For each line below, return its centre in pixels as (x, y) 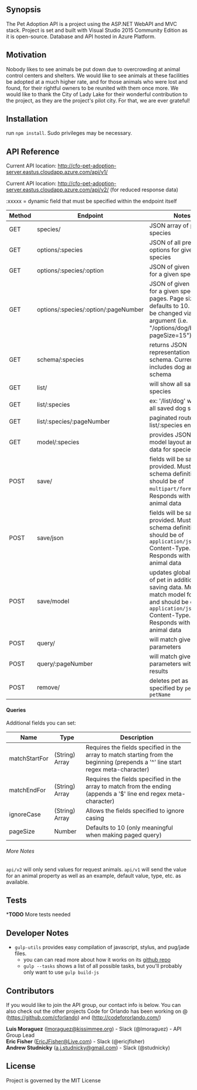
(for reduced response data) (144, 190)
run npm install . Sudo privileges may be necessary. (69, 133)
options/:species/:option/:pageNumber (91, 310)
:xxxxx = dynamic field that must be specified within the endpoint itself (91, 201)
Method (20, 216)
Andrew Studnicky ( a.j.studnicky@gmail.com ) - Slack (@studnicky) (88, 1048)
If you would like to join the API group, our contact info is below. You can (94, 1005)
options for (164, 250)
